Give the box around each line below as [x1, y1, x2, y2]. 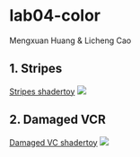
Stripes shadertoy [9, 86, 75, 97]
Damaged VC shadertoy [9, 136, 98, 148]
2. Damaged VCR [9, 112, 106, 127]
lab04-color [9, 5, 101, 26]
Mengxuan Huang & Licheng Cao [9, 35, 132, 46]
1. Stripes [9, 61, 63, 76]
